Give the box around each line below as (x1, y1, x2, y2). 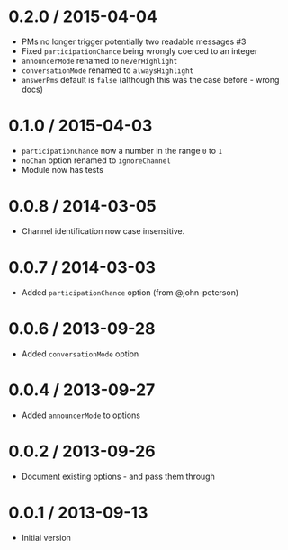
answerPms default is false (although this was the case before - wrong (21, 74, 280, 85)
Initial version (21, 532, 71, 543)
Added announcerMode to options (21, 410, 141, 420)
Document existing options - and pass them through (21, 471, 215, 482)
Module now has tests (21, 164, 104, 175)
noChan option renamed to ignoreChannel (21, 155, 172, 166)
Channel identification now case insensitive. (21, 225, 185, 236)
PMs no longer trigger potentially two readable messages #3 (21, 36, 247, 47)
